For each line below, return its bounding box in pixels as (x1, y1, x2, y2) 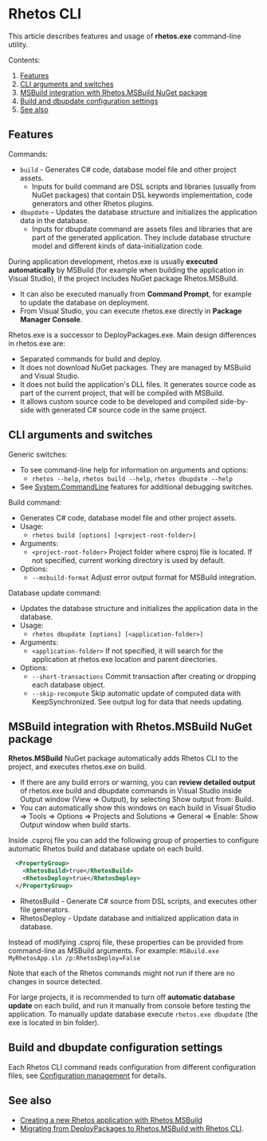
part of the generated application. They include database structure (31, 233, 251, 242)
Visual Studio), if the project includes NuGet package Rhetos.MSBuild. (8, 273, 238, 283)
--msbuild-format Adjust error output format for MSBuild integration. (31, 572, 257, 582)
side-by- (219, 397, 249, 406)
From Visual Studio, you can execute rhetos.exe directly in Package (19, 305, 242, 316)
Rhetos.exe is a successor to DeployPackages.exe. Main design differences (8, 329, 257, 340)
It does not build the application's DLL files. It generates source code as (19, 379, 257, 389)
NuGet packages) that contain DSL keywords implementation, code (31, 190, 253, 200)
